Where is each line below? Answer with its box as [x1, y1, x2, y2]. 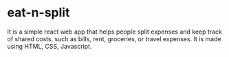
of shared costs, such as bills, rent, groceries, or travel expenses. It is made [7, 34, 221, 43]
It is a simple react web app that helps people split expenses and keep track [7, 27, 222, 36]
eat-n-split [7, 5, 70, 21]
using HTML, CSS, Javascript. [7, 42, 92, 50]
